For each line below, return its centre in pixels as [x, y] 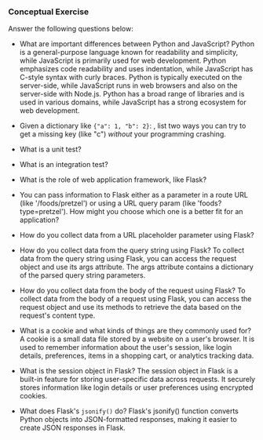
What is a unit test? [50, 149]
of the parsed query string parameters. [82, 275]
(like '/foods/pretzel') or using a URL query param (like [108, 203]
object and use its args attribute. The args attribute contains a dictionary [136, 267]
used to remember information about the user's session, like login [126, 347]
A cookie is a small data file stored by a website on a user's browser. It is [137, 339]
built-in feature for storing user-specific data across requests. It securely [137, 380]
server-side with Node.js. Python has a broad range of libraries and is [132, 94]
